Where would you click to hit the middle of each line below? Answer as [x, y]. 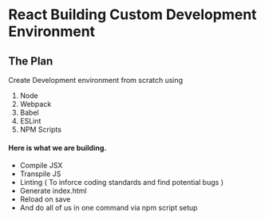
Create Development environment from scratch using [96, 80]
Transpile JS [40, 174]
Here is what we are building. [57, 147]
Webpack [36, 104]
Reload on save [45, 199]
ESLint [30, 121]
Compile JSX [41, 166]
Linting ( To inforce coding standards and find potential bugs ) [121, 183]
